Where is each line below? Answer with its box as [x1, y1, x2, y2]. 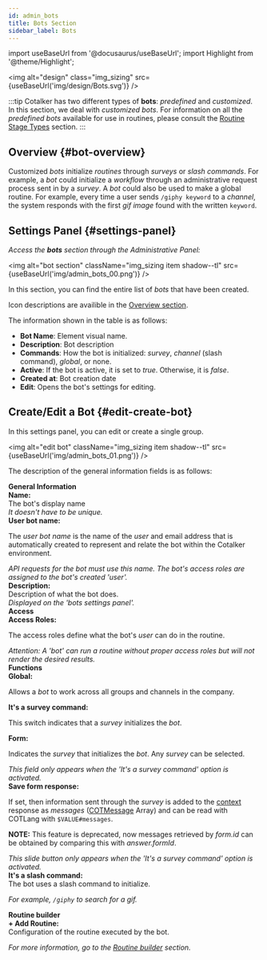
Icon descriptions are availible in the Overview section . [8, 300, 189, 309]
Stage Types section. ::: [8, 122, 86, 132]
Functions [8, 662, 42, 673]
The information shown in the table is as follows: [8, 315, 168, 325]
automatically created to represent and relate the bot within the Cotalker [8, 540, 245, 549]
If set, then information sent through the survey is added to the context [8, 797, 241, 806]
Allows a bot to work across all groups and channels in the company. [8, 686, 235, 697]
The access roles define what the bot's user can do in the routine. [8, 630, 225, 640]
